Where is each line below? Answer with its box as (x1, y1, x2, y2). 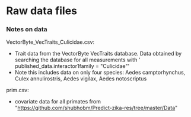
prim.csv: (6, 87, 29, 94)
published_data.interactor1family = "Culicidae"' (14, 63, 130, 70)
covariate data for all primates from (14, 98, 101, 105)
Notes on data (6, 25, 47, 34)
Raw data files (6, 4, 78, 18)
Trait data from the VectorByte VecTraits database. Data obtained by (14, 50, 182, 57)
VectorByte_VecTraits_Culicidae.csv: (6, 38, 95, 45)
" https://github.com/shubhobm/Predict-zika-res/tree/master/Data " (14, 105, 178, 112)
